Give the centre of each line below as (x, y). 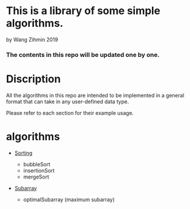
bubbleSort (37, 164)
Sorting (23, 153)
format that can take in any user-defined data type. (68, 102)
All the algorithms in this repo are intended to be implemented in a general (95, 95)
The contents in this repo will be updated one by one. (83, 55)
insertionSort (39, 170)
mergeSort (36, 177)
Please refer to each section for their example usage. (70, 113)
